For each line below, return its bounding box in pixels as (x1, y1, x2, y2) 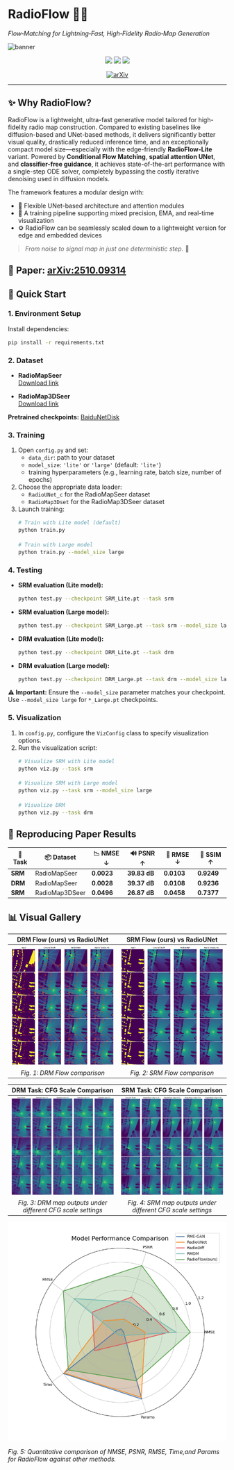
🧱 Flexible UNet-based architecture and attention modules (17, 201, 185, 210)
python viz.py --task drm (17, 809, 93, 816)
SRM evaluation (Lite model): (17, 581, 103, 589)
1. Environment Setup (8, 309, 82, 319)
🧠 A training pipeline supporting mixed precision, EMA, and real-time (17, 208, 215, 217)
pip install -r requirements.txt (8, 339, 105, 346)
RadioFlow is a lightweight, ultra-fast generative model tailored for (8, 115, 197, 124)
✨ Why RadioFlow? (8, 97, 92, 109)
